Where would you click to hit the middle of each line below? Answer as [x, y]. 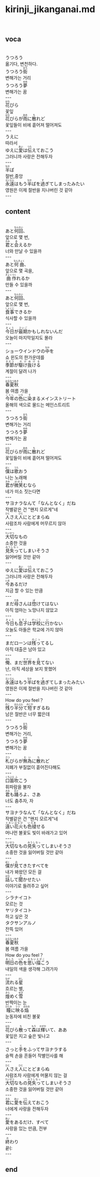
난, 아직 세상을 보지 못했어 [31, 669]
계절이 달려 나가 [21, 371]
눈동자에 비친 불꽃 [23, 1017]
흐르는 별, [15, 989]
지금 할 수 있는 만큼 [24, 591]
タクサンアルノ [21, 923]
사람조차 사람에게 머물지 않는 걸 [36, 1075]
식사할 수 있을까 [21, 318]
